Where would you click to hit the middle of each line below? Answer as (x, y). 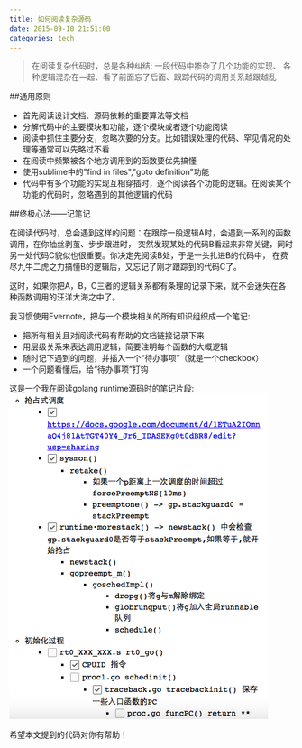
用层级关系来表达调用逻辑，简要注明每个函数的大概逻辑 (125, 346)
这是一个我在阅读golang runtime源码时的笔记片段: (102, 389)
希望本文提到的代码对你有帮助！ (69, 734)
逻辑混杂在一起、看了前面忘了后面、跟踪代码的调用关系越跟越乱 (158, 78)
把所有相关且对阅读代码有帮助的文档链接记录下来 (113, 336)
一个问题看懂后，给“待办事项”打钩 (85, 369)
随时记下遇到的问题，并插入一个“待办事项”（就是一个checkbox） (143, 358)
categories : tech (42, 38)
